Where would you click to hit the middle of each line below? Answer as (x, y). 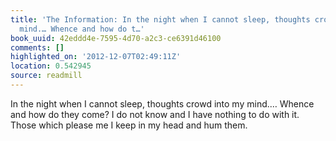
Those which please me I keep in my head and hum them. (129, 125)
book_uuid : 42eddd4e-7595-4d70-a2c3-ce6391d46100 (116, 38)
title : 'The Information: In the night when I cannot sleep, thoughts (160, 19)
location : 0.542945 (51, 66)
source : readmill (46, 76)
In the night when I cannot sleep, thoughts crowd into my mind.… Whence (162, 103)
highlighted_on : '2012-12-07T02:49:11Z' (96, 57)
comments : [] (37, 47)
